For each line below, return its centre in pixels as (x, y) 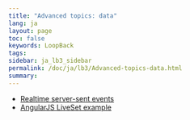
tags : (17, 53)
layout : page (30, 31)
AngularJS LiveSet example (65, 107)
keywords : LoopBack (41, 46)
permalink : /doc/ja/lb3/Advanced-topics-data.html (95, 68)
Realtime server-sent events (67, 98)
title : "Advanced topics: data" (63, 16)
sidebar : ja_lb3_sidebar (50, 61)
